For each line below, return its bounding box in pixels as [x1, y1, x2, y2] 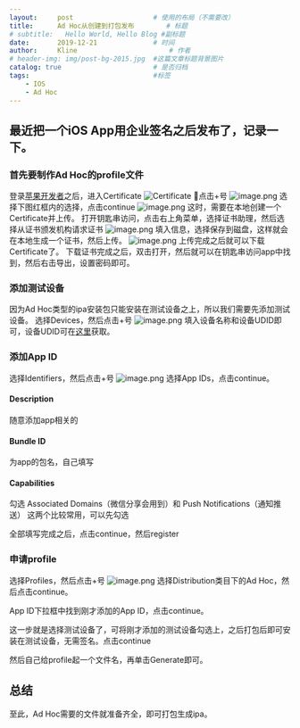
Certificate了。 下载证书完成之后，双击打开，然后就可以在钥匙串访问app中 [9, 246, 283, 257]
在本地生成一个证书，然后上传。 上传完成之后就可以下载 [9, 236, 265, 246]
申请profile [9, 553, 57, 566]
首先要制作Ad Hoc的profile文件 [9, 169, 145, 181]
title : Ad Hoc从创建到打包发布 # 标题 [9, 21, 188, 30]
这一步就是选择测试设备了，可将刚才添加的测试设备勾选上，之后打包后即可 [9, 624, 283, 634]
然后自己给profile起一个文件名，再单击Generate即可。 [9, 654, 208, 665]
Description [9, 393, 54, 404]
